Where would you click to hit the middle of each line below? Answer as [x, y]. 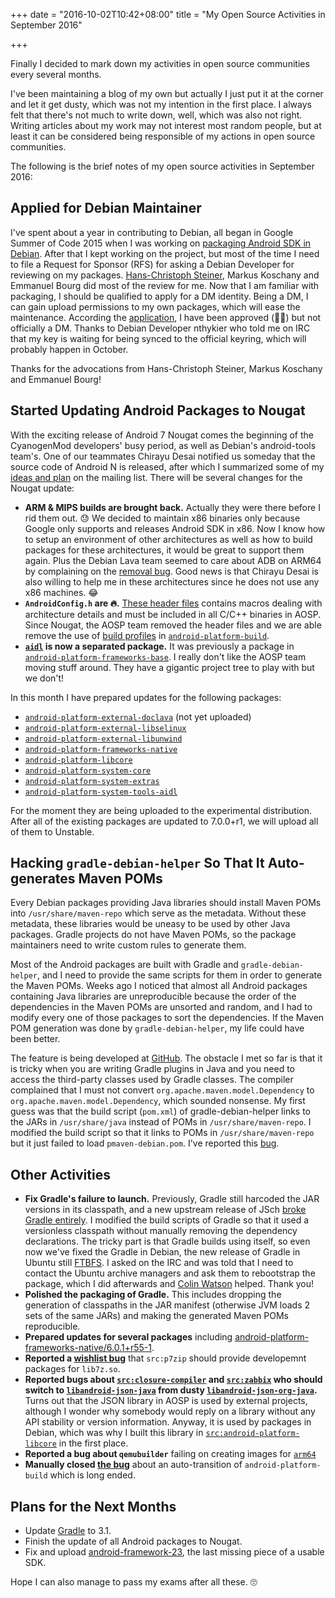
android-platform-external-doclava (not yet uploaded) [138, 716]
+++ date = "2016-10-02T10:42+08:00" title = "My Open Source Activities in [168, 14]
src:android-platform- [252, 1434]
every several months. [56, 74]
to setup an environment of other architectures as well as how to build [168, 539]
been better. [35, 1039]
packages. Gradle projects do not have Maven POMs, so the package [153, 935]
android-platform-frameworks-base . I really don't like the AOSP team [165, 656]
